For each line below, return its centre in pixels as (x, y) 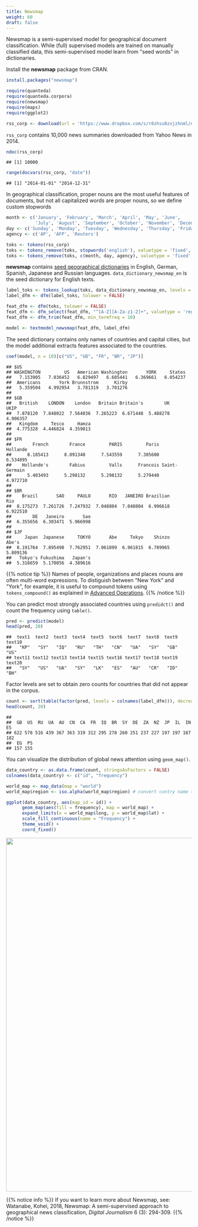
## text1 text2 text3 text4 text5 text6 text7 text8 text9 (92, 637)
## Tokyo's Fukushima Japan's (49, 558)
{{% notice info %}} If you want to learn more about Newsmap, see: (88, 1199)
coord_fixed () (39, 829)
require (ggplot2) (27, 113)
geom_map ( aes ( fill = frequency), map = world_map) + (88, 808)
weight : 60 (19, 17)
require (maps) (24, 107)
